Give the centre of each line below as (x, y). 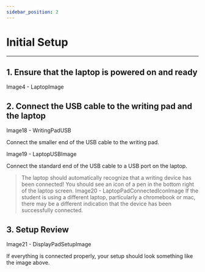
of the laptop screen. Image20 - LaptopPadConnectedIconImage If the (110, 191)
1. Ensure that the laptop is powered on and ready (102, 72)
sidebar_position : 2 (33, 12)
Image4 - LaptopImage (35, 87)
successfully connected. (52, 210)
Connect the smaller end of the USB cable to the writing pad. (83, 142)
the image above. (28, 263)
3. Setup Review (38, 230)
